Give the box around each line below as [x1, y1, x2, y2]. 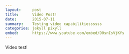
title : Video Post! [5, 12, 57, 17]
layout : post [5, 7, 42, 12]
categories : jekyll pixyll [5, 26, 62, 31]
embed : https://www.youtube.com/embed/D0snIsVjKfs [5, 30, 124, 35]
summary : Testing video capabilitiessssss [5, 21, 102, 26]
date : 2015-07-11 [5, 16, 55, 21]
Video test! [5, 44, 28, 50]
